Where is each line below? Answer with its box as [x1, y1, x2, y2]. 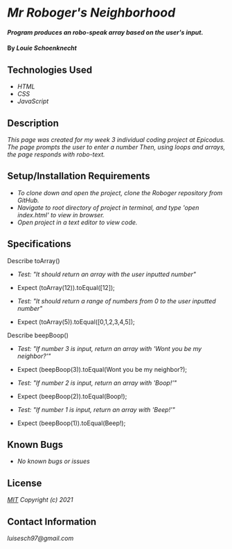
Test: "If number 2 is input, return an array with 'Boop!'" [17, 379, 177, 387]
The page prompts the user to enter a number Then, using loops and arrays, [7, 143, 226, 151]
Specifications [7, 238, 71, 250]
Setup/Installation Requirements [7, 170, 150, 182]
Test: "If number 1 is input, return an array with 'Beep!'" [17, 405, 175, 413]
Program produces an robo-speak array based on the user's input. [7, 28, 204, 36]
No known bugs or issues [17, 457, 90, 465]
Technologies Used [7, 64, 92, 75]
